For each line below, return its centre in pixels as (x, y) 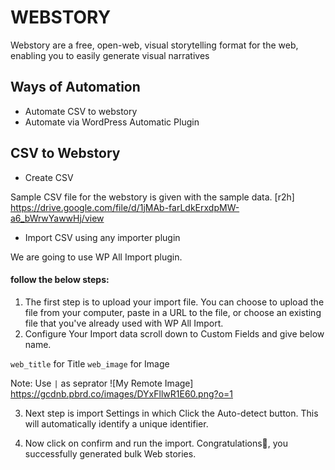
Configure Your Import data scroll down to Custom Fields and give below (174, 333)
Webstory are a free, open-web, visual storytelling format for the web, (154, 45)
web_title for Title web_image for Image (90, 363)
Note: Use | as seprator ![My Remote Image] (102, 383)
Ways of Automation (75, 87)
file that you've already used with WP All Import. (124, 323)
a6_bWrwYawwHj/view (57, 218)
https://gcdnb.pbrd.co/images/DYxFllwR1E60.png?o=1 (122, 393)
